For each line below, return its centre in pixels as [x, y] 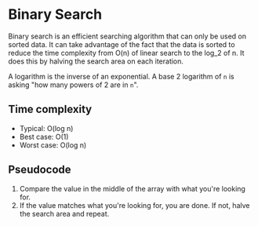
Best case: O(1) [44, 137]
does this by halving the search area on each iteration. [96, 61]
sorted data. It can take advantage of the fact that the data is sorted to [122, 44]
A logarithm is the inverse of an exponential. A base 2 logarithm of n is [121, 76]
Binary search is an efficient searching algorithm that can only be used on [127, 36]
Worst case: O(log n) [53, 145]
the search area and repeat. [64, 213]
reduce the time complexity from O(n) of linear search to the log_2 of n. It [126, 53]
